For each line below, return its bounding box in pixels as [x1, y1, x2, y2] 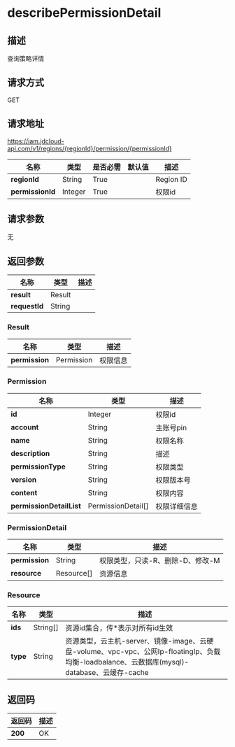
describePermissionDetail [7, 5, 162, 21]
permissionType [10, 462, 66, 471]
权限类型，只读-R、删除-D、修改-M [99, 556, 220, 566]
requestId [10, 301, 44, 311]
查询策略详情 [7, 55, 44, 62]
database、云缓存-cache [65, 668, 149, 678]
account [10, 422, 39, 432]
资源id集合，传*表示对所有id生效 [65, 623, 173, 633]
